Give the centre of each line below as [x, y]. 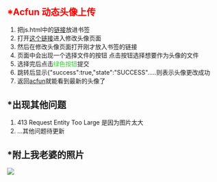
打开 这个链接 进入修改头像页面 [59, 38]
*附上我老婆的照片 [46, 155]
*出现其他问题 [37, 104]
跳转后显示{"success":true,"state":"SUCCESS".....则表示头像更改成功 [114, 73]
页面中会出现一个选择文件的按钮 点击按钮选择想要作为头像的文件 [108, 55]
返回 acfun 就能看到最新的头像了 [61, 81]
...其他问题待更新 [41, 131]
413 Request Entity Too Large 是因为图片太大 [80, 122]
